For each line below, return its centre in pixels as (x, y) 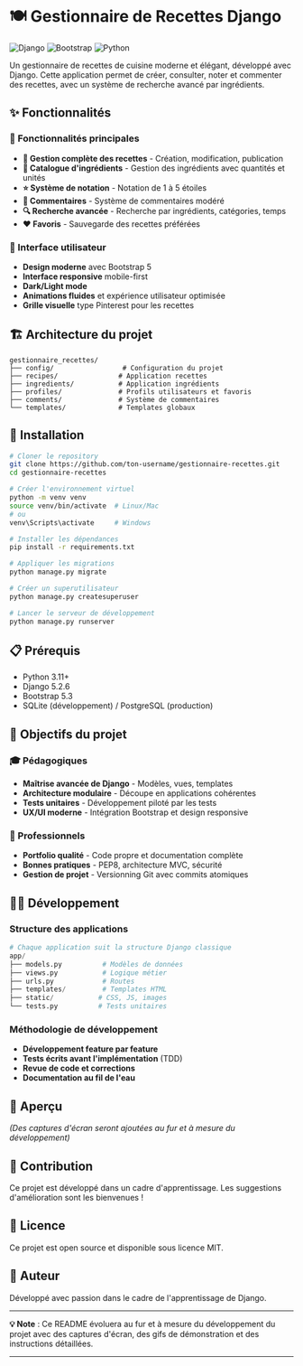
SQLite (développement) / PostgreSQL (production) (118, 706)
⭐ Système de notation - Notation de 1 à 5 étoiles (115, 187)
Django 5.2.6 (46, 687)
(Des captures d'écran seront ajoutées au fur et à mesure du (123, 1128)
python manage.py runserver (62, 622)
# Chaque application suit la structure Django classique (120, 948)
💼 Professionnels (47, 836)
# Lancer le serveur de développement (82, 613)
